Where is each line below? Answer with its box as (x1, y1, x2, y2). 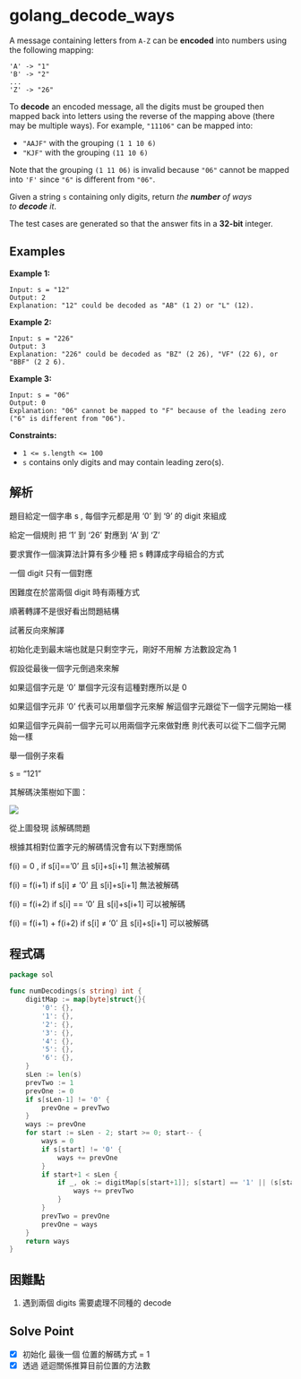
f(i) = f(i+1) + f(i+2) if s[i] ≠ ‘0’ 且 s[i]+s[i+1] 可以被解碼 (9, 918, 209, 928)
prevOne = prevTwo (41, 1103, 110, 1112)
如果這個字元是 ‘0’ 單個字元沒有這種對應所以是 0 (9, 682, 187, 693)
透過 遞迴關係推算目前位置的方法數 (21, 1359, 150, 1371)
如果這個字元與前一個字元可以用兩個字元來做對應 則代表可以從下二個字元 (9, 720, 279, 730)
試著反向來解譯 (9, 625, 64, 635)
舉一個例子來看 (9, 750, 64, 761)
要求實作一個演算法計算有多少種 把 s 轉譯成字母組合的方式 (9, 548, 225, 559)
